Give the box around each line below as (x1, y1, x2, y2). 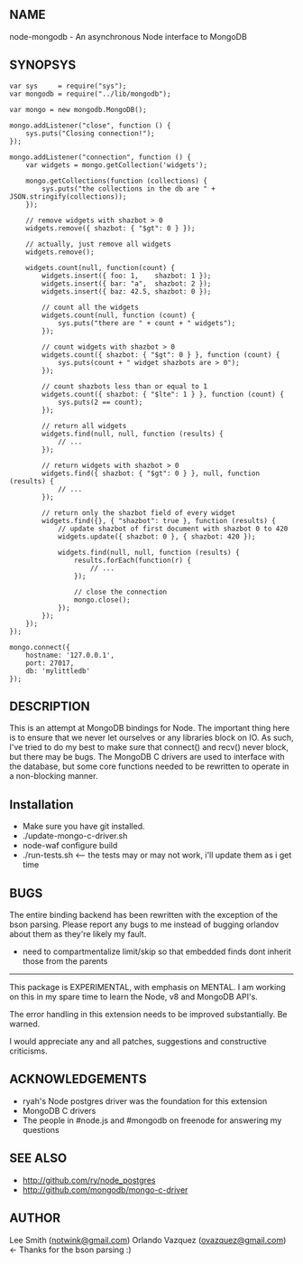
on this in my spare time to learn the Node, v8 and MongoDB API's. (9, 991, 259, 1002)
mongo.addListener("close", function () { (9, 121, 171, 130)
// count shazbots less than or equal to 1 (41, 381, 207, 391)
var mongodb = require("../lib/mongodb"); (9, 89, 171, 98)
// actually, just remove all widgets (25, 239, 171, 248)
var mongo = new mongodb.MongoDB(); (9, 105, 147, 114)
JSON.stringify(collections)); (9, 192, 127, 201)
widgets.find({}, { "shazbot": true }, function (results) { (41, 516, 277, 525)
